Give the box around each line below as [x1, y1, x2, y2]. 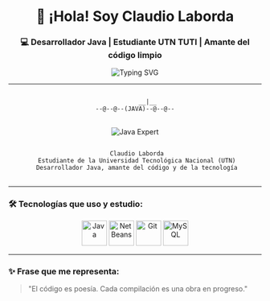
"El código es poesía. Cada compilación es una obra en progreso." [27, 284, 248, 294]
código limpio [108, 50, 162, 61]
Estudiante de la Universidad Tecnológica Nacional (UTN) [37, 157, 236, 165]
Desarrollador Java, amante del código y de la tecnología [35, 164, 239, 172]
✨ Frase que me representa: [8, 266, 120, 277]
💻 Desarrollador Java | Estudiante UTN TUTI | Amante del [19, 36, 251, 47]
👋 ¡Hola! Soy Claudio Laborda [35, 7, 235, 26]
